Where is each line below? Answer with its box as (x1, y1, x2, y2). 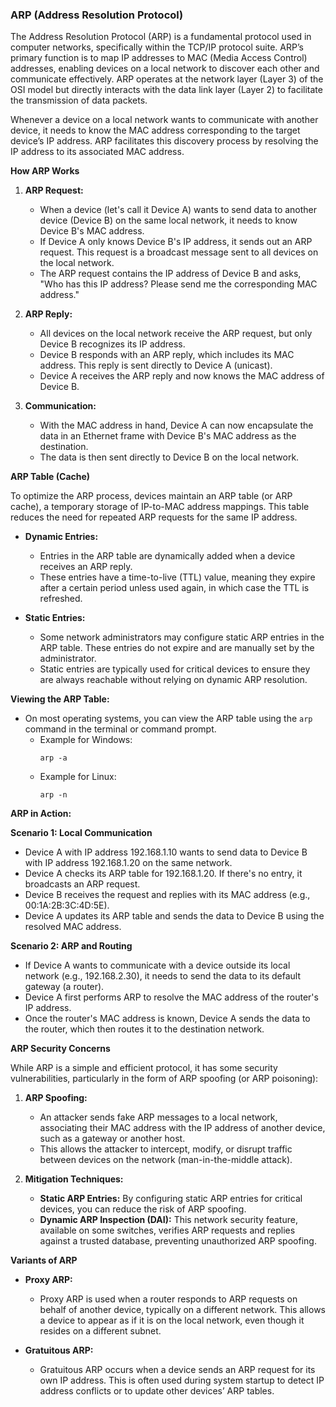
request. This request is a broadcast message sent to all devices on (39, 246, 319, 258)
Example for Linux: (39, 771, 117, 783)
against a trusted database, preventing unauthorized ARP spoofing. (39, 1235, 317, 1247)
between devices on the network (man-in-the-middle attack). (39, 1154, 293, 1166)
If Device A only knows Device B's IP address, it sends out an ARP (39, 236, 313, 248)
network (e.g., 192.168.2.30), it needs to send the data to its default (24, 970, 302, 982)
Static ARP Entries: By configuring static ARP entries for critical (39, 1193, 303, 1205)
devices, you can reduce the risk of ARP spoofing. (39, 1203, 247, 1215)
